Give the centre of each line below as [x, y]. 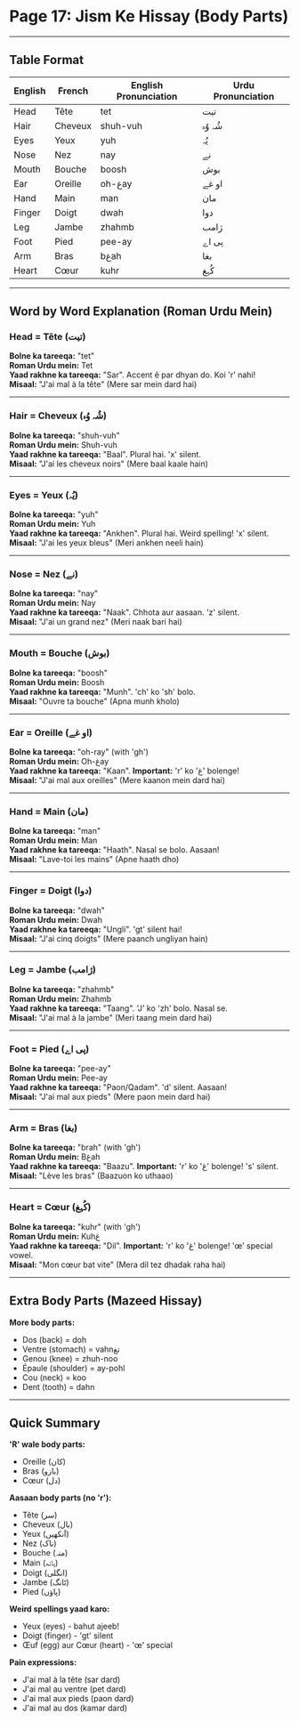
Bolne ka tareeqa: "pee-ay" [60, 1069]
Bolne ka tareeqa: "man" [55, 831]
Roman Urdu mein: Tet [51, 366]
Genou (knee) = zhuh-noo [70, 1358]
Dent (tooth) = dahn [58, 1386]
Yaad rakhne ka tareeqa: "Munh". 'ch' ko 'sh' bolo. [102, 691]
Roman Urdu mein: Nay [53, 603]
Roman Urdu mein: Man [53, 840]
